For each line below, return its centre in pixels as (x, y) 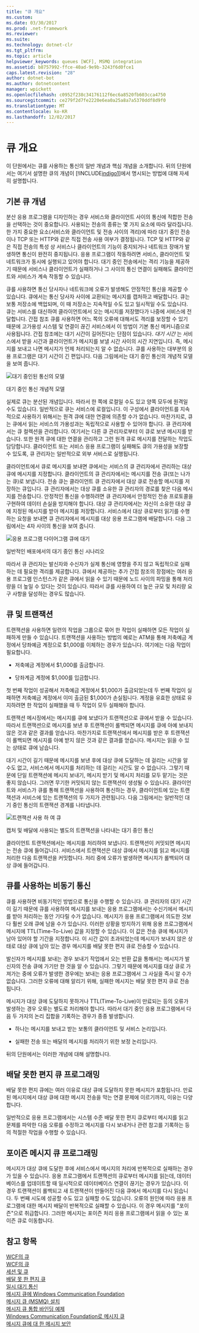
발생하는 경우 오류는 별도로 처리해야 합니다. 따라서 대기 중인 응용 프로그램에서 (96, 1008)
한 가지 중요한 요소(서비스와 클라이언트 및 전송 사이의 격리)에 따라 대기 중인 (93, 232)
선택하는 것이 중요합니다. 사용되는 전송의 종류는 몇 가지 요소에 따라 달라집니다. (102, 224)
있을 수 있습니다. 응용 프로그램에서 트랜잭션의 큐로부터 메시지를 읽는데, (94, 1176)
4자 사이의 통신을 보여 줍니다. (61, 526)
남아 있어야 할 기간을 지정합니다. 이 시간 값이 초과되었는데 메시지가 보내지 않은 (97, 939)
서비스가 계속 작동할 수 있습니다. (54, 276)
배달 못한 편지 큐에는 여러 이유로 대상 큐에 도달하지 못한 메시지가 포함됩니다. (94, 1090)
